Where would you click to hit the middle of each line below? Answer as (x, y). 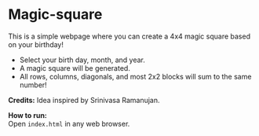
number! (33, 85)
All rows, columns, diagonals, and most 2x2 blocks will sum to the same (135, 76)
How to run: (27, 115)
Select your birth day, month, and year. (82, 60)
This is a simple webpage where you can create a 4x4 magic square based (129, 36)
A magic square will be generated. (75, 68)
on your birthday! (36, 44)
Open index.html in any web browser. (69, 123)
